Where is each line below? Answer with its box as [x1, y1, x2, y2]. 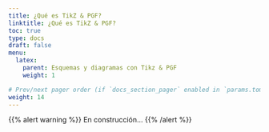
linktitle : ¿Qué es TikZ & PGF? [8, 19, 116, 27]
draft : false [8, 42, 52, 50]
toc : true [8, 26, 42, 34]
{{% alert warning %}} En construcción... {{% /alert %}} [8, 115, 192, 125]
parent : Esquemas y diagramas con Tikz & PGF [22, 64, 178, 72]
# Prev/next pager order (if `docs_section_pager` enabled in [8, 86, 220, 94]
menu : [8, 49, 26, 57]
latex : [15, 57, 38, 65]
